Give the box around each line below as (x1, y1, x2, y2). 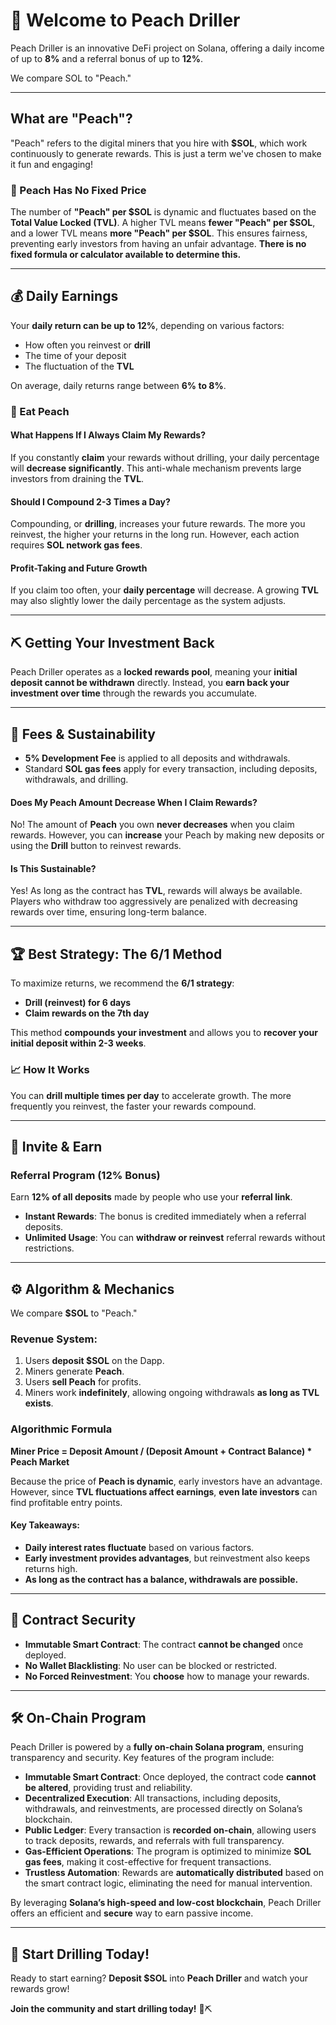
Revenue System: (10, 1332, 98, 1346)
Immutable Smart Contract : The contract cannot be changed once (24, 1638, 304, 1650)
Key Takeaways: (10, 1519, 80, 1531)
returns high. (24, 1562, 78, 1574)
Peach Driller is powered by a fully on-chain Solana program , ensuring (10, 1741, 304, 1753)
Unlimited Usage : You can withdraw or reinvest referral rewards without (24, 1232, 326, 1244)
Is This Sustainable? (10, 862, 97, 874)
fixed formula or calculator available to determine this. (10, 249, 242, 261)
